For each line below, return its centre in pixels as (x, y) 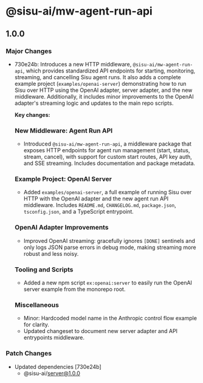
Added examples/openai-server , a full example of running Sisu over (108, 192)
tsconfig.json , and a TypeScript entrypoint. (79, 212)
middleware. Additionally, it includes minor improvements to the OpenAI (104, 96)
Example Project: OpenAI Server (63, 179)
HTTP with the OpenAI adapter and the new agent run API (96, 199)
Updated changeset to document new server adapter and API (100, 331)
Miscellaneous (36, 304)
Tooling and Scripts (44, 269)
